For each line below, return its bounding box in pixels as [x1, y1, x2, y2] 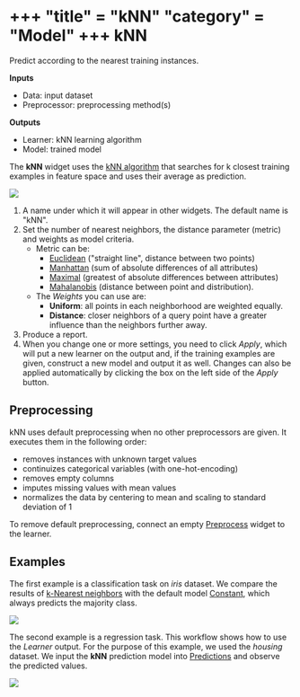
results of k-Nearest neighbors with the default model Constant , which [9, 587, 270, 598]
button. [22, 376, 49, 387]
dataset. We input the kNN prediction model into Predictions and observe [9, 650, 280, 661]
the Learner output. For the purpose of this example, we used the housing [9, 640, 283, 652]
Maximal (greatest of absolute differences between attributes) [49, 271, 279, 282]
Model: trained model [22, 144, 101, 154]
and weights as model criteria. [22, 234, 135, 244]
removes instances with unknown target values [22, 454, 198, 464]
